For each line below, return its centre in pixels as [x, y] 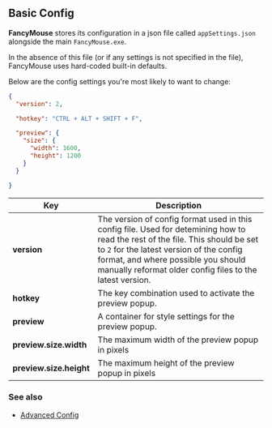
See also [25, 397]
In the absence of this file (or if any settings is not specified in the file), [126, 57]
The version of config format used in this [175, 219]
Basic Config [41, 13]
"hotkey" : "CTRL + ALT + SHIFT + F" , [79, 118]
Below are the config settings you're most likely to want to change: [119, 81]
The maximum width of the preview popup [178, 340]
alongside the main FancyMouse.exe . [68, 41]
